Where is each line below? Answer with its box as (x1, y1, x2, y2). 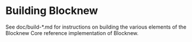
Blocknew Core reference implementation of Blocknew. (5, 29, 139, 36)
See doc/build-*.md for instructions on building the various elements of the (5, 23, 187, 30)
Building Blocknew (5, 4, 98, 17)
